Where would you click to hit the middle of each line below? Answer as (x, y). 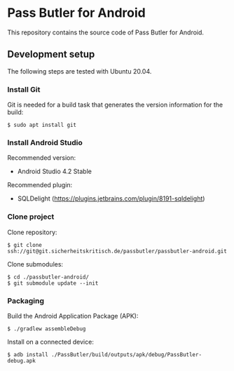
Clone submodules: (35, 264)
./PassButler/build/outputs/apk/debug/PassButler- (126, 355)
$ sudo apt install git (42, 125)
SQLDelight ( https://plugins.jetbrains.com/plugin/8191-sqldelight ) (111, 198)
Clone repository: (32, 232)
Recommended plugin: (40, 185)
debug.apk (22, 360)
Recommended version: (42, 158)
